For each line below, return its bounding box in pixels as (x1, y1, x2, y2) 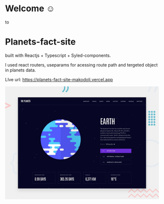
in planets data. (5, 67, 36, 73)
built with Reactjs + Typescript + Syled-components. (5, 52, 111, 58)
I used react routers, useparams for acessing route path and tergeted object (5, 62, 158, 68)
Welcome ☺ (5, 3, 55, 14)
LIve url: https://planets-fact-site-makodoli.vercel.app (5, 76, 113, 82)
